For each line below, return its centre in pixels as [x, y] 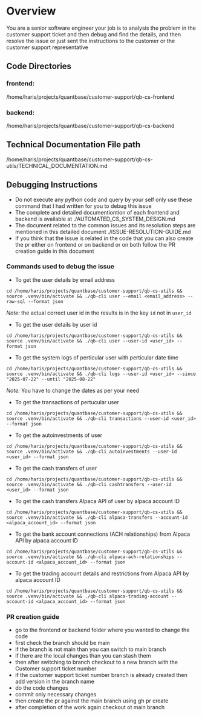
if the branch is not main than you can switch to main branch [90, 649]
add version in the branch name [55, 682]
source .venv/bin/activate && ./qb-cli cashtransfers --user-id [89, 484]
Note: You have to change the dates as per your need [73, 390]
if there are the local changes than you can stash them [83, 656]
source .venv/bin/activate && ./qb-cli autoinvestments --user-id [92, 452]
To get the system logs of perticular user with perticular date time [96, 357]
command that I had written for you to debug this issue [83, 206]
